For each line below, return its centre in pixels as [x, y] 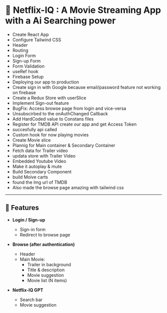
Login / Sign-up [29, 220]
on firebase [24, 92]
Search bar [31, 300]
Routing [20, 50]
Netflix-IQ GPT [28, 290]
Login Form [24, 55]
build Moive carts [30, 177]
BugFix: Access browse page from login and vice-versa [69, 108]
